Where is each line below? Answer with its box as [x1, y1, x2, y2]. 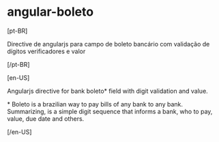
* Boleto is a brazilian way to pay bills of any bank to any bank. [7, 100, 183, 108]
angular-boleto [7, 4, 94, 20]
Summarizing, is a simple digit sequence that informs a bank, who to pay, [7, 107, 213, 115]
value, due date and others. [7, 114, 85, 123]
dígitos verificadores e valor [7, 47, 86, 55]
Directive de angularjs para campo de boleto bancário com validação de [7, 40, 210, 48]
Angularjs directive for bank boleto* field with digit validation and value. [7, 87, 208, 95]
